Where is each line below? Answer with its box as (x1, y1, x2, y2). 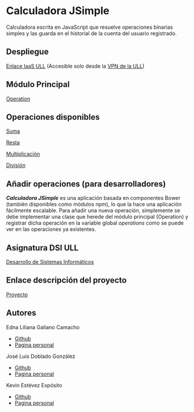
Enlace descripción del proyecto (6, 275, 127, 286)
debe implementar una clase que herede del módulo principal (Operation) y (6, 213, 189, 220)
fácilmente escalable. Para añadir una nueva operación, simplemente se (6, 207, 180, 214)
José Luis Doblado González (6, 353, 75, 360)
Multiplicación (6, 150, 40, 158)
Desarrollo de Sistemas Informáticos (6, 259, 94, 265)
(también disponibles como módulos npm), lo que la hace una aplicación (6, 201, 182, 208)
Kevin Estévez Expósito (6, 381, 63, 388)
